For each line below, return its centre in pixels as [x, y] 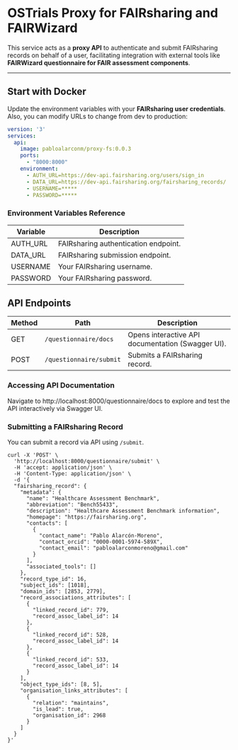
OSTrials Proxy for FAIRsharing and [113, 13]
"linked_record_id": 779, [71, 610]
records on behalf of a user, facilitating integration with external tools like [114, 55]
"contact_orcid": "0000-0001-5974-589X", [101, 542]
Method [24, 323]
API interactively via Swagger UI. [55, 408]
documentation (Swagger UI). [177, 343]
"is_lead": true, [58, 710]
